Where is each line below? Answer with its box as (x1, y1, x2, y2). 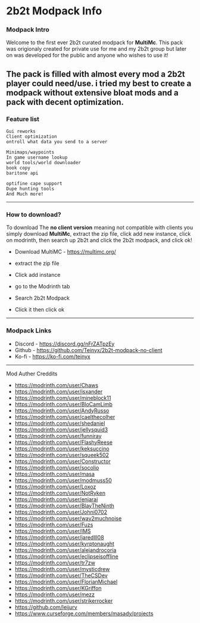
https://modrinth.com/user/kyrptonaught (14, 540, 115, 547)
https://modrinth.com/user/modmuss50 (14, 476, 112, 484)
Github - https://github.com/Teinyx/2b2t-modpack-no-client (14, 346, 162, 353)
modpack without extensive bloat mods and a (6, 88, 179, 98)
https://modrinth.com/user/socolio (14, 464, 99, 471)
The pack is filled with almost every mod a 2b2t (6, 69, 186, 79)
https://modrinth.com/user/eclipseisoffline (14, 553, 119, 560)
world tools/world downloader (6, 160, 82, 166)
